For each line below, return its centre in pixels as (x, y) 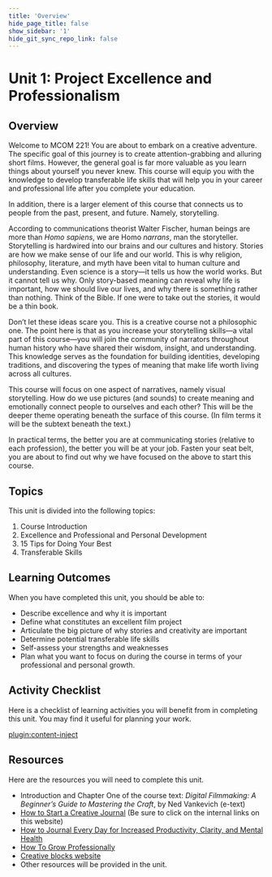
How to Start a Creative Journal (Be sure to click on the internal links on (140, 812)
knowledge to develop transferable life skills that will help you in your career (136, 180)
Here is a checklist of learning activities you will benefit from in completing (133, 710)
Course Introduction (54, 527)
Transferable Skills (51, 552)
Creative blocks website (60, 855)
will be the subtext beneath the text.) (70, 424)
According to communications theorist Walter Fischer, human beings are (130, 229)
